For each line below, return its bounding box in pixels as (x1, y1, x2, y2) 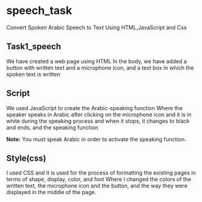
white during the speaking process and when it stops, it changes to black (6, 117, 190, 125)
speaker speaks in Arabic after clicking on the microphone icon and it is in (6, 111, 192, 118)
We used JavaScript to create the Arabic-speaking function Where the (6, 104, 183, 111)
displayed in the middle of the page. (6, 189, 96, 196)
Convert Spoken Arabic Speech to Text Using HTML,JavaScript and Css (6, 24, 187, 31)
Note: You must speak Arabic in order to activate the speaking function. (6, 135, 187, 143)
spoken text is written (6, 71, 61, 78)
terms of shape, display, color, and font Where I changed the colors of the (6, 176, 192, 183)
